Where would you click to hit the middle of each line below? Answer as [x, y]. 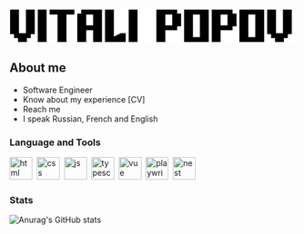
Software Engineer [57, 90]
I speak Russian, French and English [90, 119]
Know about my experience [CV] [84, 99]
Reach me [41, 109]
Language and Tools [56, 142]
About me [38, 68]
